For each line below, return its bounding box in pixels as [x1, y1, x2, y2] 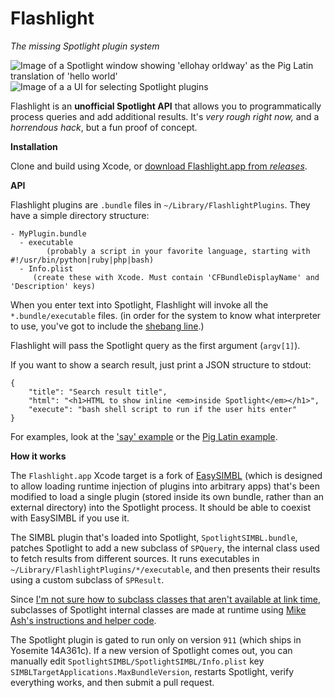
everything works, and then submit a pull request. [10, 676, 215, 688]
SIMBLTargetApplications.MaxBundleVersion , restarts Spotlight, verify [10, 665, 295, 677]
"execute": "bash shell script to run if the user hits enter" [28, 404, 298, 414]
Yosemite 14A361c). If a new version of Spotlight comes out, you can [10, 644, 293, 656]
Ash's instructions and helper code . [10, 614, 157, 626]
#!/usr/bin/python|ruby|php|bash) [10, 255, 155, 265]
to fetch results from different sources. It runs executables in [10, 552, 260, 564]
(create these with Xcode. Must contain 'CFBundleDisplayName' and [32, 272, 320, 282]
